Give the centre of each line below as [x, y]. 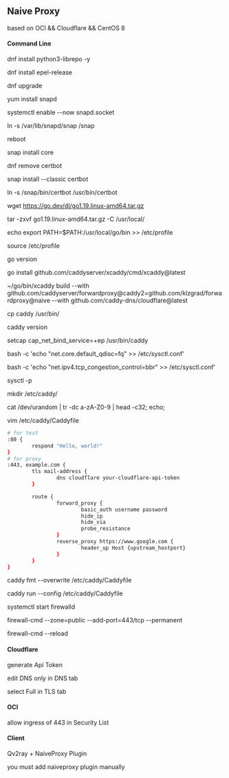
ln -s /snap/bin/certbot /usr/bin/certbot [63, 193]
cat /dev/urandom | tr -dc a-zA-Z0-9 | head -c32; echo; [86, 407]
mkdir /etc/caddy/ [32, 394]
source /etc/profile [34, 246]
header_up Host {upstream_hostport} [133, 548]
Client [16, 738]
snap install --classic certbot [48, 179]
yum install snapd [32, 99]
